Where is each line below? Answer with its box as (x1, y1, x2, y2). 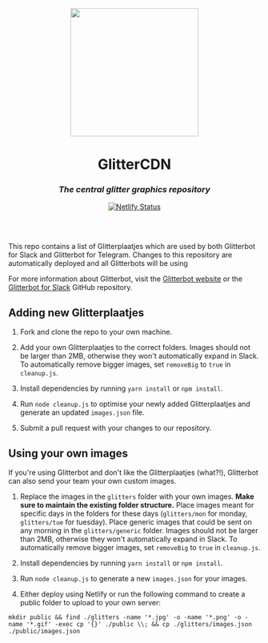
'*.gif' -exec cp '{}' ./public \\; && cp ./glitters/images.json (26, 621, 252, 629)
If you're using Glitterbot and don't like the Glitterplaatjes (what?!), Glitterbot (8, 468, 258, 477)
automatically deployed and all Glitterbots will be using (8, 259, 188, 268)
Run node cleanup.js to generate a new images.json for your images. (19, 574, 248, 584)
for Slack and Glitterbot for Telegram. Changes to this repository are (8, 250, 233, 259)
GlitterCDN (97, 155, 172, 174)
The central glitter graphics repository (58, 184, 210, 195)
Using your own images (8, 446, 128, 460)
